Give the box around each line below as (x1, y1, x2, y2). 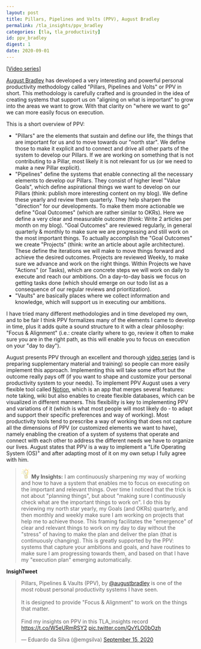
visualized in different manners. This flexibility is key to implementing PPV (6, 398, 188, 406)
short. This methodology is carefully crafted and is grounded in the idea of (6, 89, 190, 96)
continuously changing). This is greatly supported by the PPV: (20, 536, 174, 544)
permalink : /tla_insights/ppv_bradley (6, 22, 103, 28)
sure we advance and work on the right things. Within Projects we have (14, 259, 191, 267)
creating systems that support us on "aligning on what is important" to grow (6, 96, 194, 103)
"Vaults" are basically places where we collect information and (14, 292, 170, 299)
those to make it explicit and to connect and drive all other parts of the (14, 144, 189, 152)
